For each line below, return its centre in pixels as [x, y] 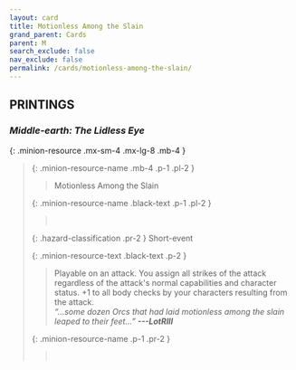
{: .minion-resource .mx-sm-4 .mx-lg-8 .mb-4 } [98, 150]
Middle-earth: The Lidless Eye [77, 130]
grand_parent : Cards [48, 34]
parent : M [28, 43]
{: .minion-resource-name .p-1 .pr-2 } [100, 338]
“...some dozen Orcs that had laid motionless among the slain [169, 311]
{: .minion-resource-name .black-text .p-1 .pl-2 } [121, 203]
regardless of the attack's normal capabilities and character [165, 282]
